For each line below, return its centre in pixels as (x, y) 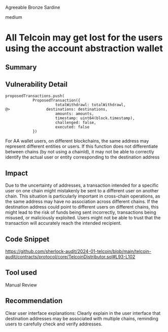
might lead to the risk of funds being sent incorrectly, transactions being (81, 212)
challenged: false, (76, 123)
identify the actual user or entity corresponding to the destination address (82, 157)
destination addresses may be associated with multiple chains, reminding (82, 318)
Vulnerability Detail (36, 84)
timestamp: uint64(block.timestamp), (95, 118)
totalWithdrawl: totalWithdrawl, (90, 105)
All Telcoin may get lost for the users (84, 38)
